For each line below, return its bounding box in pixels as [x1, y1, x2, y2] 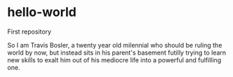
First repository [7, 27, 51, 36]
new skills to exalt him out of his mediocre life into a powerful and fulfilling [7, 55, 222, 64]
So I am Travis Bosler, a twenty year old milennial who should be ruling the [7, 41, 222, 49]
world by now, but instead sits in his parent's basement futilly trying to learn [7, 48, 227, 57]
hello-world [7, 4, 77, 20]
